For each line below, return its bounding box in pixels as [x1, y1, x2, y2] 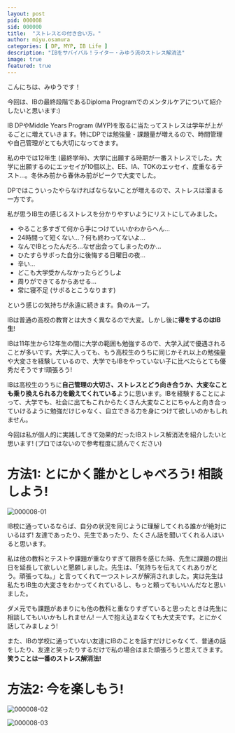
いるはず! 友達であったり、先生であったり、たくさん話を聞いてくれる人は [7, 530, 218, 539]
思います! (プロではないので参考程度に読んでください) [7, 439, 162, 447]
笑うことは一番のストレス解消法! [7, 654, 101, 662]
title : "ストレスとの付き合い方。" [7, 29, 101, 37]
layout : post [7, 10, 45, 18]
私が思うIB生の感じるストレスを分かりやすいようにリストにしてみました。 [7, 210, 222, 218]
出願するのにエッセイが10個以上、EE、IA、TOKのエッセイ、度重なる [19, 162, 218, 170]
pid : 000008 [7, 17, 42, 24]
